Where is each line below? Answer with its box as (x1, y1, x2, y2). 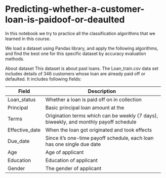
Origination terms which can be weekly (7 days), (45, 112, 158, 119)
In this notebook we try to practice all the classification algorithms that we (5, 30, 156, 36)
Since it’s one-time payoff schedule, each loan (45, 134, 154, 141)
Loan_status (7, 96, 36, 103)
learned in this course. (5, 36, 51, 42)
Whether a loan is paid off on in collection (45, 96, 142, 103)
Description (88, 88, 116, 95)
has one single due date (45, 140, 101, 147)
